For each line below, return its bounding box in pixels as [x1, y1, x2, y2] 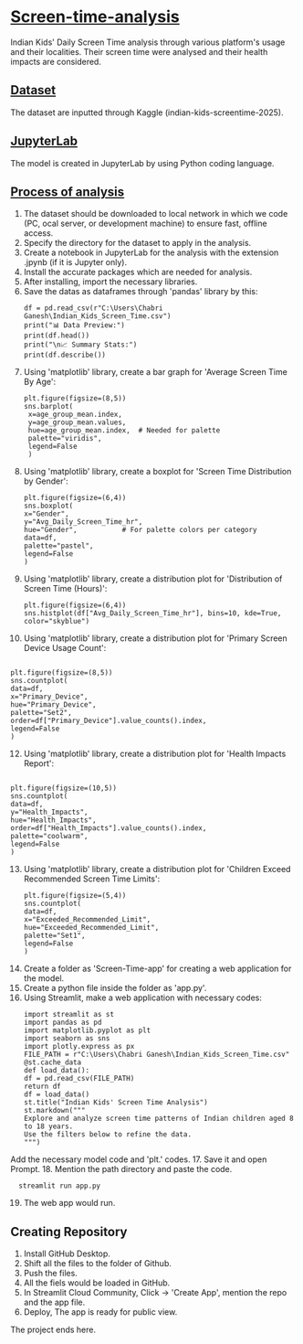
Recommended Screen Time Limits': [23, 873, 161, 884]
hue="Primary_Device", [10, 700, 97, 709]
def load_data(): [23, 1066, 90, 1075]
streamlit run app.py [18, 1181, 101, 1190]
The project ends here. [10, 1324, 97, 1336]
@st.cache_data [23, 1058, 82, 1067]
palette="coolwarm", [10, 832, 89, 841]
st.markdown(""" [23, 1106, 86, 1115]
